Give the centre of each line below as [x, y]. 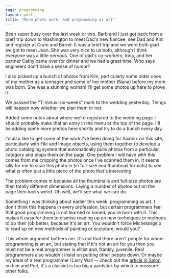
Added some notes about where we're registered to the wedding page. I [81, 118]
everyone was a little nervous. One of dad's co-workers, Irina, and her [79, 56]
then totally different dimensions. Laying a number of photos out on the [80, 186]
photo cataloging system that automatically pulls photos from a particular [82, 149]
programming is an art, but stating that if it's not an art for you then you [80, 244]
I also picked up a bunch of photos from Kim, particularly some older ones [83, 77]
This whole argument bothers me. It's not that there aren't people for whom [85, 239]
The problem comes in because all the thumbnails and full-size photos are [83, 181]
